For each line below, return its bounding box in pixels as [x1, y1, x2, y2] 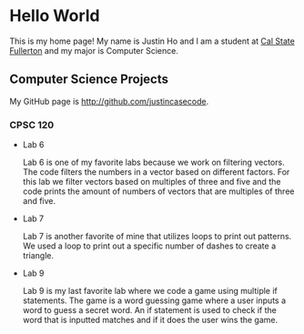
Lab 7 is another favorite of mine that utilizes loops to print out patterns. [22, 231, 292, 242]
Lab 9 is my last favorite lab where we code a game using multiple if [22, 286, 278, 297]
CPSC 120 [9, 118, 55, 131]
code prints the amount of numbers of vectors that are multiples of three [22, 186, 295, 197]
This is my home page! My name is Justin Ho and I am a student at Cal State [9, 35, 296, 46]
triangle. [22, 250, 55, 261]
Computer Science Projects [9, 72, 169, 87]
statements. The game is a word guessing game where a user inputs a [22, 295, 287, 306]
